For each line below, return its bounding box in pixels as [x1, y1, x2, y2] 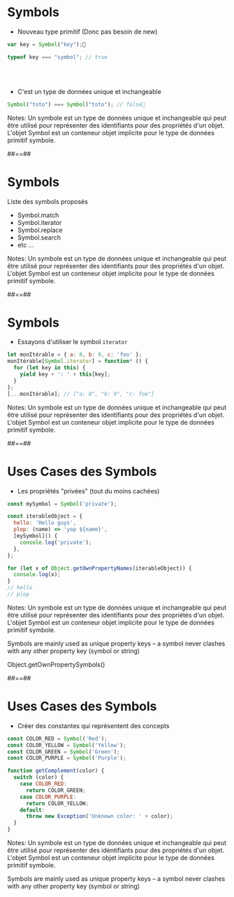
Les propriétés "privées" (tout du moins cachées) [17, 486, 160, 495]
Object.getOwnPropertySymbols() [7, 660, 105, 669]
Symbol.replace [17, 226, 63, 234]
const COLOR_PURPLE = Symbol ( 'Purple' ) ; [7, 755, 127, 762]
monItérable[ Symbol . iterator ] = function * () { [7, 358, 149, 365]
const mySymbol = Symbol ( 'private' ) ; [7, 500, 117, 507]
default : [20, 807, 45, 814]
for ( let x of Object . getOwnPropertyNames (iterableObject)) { [7, 565, 192, 572]
